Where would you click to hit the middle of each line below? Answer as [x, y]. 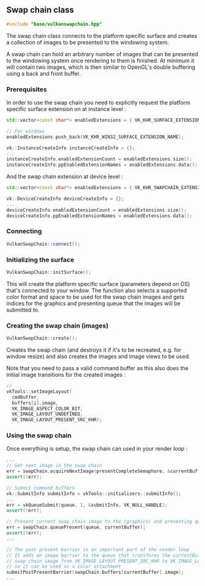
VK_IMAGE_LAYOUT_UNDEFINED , [48, 414]
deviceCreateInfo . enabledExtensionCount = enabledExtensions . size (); [97, 210]
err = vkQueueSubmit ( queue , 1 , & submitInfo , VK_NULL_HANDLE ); [87, 505]
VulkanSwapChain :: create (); [42, 338]
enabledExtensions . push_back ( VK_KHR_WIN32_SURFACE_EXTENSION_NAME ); [95, 137]
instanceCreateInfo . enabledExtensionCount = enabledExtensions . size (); [99, 159]
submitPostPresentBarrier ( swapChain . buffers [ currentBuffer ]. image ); [95, 573]
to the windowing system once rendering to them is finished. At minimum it [100, 60]
